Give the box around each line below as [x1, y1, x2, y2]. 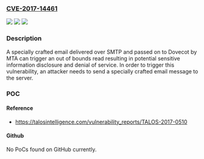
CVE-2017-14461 [6, 4, 58, 13]
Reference [6, 105, 33, 112]
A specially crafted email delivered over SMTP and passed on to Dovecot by [6, 48, 197, 56]
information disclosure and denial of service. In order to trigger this [6, 61, 175, 68]
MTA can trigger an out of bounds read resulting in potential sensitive [6, 54, 181, 62]
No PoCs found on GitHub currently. [6, 146, 97, 153]
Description [6, 34, 42, 43]
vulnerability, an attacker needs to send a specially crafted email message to [6, 67, 199, 75]
